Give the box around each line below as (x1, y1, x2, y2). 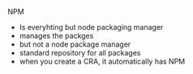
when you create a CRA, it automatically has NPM (19, 56, 186, 66)
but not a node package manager (19, 39, 131, 49)
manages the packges (19, 31, 94, 40)
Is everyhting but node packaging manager (19, 23, 164, 31)
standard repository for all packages (19, 48, 141, 57)
